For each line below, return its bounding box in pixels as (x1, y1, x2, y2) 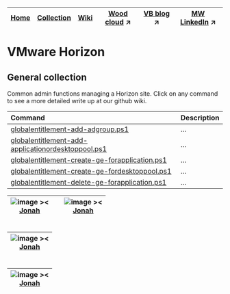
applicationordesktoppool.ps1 (10, 144, 107, 153)
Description (180, 113, 220, 122)
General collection (7, 71, 87, 83)
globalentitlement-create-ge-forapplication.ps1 (10, 155, 168, 165)
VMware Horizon (7, 44, 105, 60)
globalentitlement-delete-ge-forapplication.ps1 (10, 178, 167, 187)
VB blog (143, 9, 170, 18)
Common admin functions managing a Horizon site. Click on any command (7, 90, 218, 98)
